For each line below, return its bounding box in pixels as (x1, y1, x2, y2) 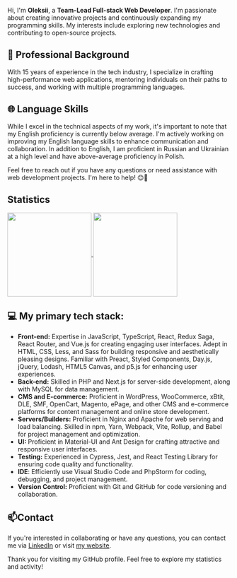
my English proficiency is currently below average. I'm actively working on (7, 129, 224, 138)
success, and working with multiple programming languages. (7, 83, 185, 91)
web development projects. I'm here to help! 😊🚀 (7, 173, 149, 182)
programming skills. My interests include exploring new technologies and (7, 21, 221, 29)
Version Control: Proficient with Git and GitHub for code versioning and (17, 483, 227, 491)
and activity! (7, 562, 44, 571)
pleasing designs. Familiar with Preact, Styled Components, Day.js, (17, 355, 212, 363)
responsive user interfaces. (17, 445, 98, 454)
